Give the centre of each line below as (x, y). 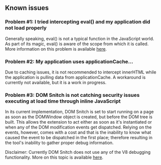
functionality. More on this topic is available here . (54, 157)
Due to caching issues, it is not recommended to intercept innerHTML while (81, 72)
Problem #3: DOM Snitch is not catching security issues (72, 95)
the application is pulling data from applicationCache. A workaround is (75, 77)
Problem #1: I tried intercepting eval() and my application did (78, 22)
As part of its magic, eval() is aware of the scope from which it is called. (77, 44)
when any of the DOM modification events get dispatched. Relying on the (78, 127)
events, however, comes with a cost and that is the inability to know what (78, 132)
